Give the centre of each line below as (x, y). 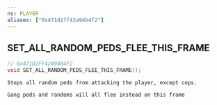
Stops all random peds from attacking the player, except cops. (102, 83)
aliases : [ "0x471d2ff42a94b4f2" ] (56, 20)
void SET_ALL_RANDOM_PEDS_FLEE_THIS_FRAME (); (74, 70)
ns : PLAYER (23, 13)
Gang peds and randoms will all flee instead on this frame (96, 95)
